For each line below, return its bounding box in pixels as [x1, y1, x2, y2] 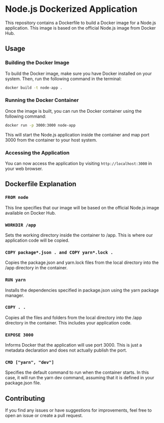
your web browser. [5, 165, 43, 171]
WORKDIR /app [5, 222, 36, 228]
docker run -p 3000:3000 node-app [5, 123, 76, 128]
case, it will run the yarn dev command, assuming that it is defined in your [5, 375, 155, 381]
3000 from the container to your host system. [5, 137, 97, 143]
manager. [5, 292, 25, 298]
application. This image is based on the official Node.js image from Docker [5, 25, 156, 31]
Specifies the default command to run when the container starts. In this [5, 369, 149, 375]
